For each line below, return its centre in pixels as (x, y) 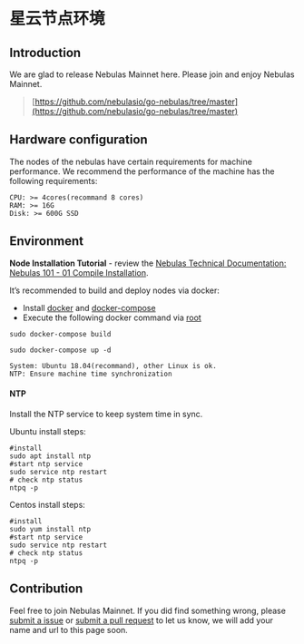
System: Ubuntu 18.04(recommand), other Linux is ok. (113, 366)
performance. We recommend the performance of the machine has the (142, 171)
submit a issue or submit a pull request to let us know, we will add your (142, 620)
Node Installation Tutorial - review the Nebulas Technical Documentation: (148, 263)
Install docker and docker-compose (89, 307)
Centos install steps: (48, 504)
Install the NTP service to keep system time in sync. (106, 414)
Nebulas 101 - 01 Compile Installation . (79, 272)
